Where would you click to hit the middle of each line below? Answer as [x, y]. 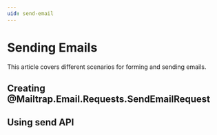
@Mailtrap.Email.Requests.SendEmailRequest [109, 99]
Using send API [41, 122]
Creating [27, 88]
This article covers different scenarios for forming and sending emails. [107, 67]
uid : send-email [30, 13]
